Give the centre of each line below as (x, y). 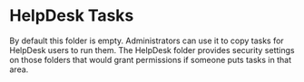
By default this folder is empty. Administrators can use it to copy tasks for (147, 41)
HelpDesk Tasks (72, 16)
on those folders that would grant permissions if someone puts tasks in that (151, 59)
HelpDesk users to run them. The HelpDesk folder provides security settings (152, 50)
